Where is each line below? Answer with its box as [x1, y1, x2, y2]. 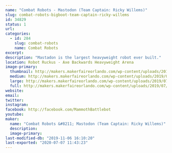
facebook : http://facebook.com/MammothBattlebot [5, 107, 111, 112]
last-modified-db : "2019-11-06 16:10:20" [5, 136, 95, 141]
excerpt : [5, 50, 24, 55]
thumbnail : [10, 69, 33, 74]
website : [5, 88, 24, 93]
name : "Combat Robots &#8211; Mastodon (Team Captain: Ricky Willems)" [10, 121, 166, 126]
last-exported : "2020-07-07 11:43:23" [5, 140, 88, 145]
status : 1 [5, 21, 27, 27]
